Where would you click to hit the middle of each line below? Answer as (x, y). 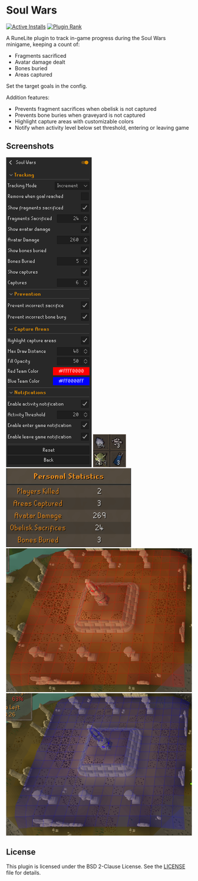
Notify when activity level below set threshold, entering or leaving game (102, 127)
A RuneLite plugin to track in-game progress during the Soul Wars (86, 38)
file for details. (24, 872)
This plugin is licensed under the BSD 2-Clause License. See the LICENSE (96, 866)
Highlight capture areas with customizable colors (74, 121)
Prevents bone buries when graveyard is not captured (80, 115)
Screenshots (30, 146)
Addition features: (28, 97)
